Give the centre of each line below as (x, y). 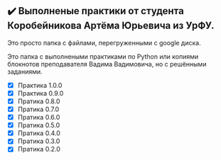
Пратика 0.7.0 (38, 109)
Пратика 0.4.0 (39, 133)
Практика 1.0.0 (40, 85)
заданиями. (25, 72)
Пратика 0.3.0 (39, 141)
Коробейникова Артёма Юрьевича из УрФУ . (111, 26)
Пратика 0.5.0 (39, 125)
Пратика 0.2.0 (39, 149)
